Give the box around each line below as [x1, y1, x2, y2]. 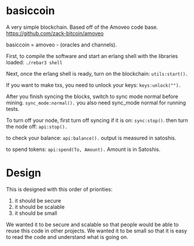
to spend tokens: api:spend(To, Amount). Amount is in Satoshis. [6, 146, 161, 153]
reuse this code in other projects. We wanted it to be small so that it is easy [6, 227, 188, 234]
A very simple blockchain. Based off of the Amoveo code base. [6, 23, 158, 31]
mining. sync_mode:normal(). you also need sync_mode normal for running [6, 99, 186, 106]
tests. [6, 105, 19, 112]
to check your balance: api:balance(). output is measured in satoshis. [6, 134, 177, 141]
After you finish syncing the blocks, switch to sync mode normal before [6, 93, 179, 100]
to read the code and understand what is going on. [6, 233, 129, 240]
